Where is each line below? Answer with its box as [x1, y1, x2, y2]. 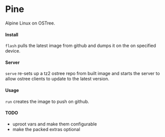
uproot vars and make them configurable [12, 121, 97, 127]
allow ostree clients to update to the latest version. [5, 76, 109, 82]
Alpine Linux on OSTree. [5, 20, 55, 26]
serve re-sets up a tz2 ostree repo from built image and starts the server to [5, 70, 160, 76]
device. [5, 48, 21, 54]
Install [5, 31, 19, 37]
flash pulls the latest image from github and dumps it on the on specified [5, 42, 156, 48]
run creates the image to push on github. [5, 98, 89, 104]
